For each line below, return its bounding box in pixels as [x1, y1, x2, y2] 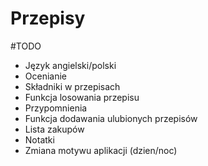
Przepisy [10, 7, 86, 30]
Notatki [24, 133, 55, 146]
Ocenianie [24, 70, 68, 82]
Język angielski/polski [24, 59, 117, 71]
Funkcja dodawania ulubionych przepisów [24, 112, 198, 124]
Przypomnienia [24, 102, 88, 114]
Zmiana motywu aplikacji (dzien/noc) [24, 144, 178, 156]
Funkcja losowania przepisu [24, 91, 140, 103]
